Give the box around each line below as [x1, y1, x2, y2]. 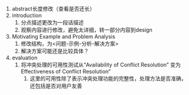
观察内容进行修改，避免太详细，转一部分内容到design [20, 26, 153, 33]
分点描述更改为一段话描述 [20, 19, 84, 26]
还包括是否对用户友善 [29, 83, 82, 89]
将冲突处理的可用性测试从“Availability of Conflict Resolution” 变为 [20, 61, 181, 68]
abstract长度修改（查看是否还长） [11, 5, 95, 12]
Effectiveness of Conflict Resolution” [20, 68, 111, 75]
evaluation [11, 54, 38, 61]
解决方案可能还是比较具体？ [20, 47, 89, 55]
